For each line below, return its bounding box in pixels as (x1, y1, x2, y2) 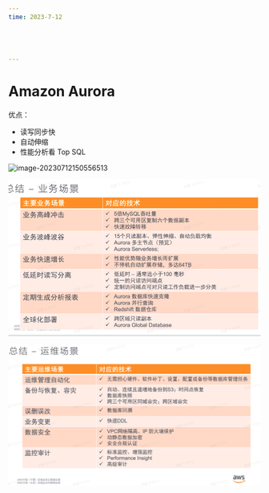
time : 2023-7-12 (8, 13, 62, 21)
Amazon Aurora (8, 83, 115, 100)
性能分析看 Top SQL (19, 147, 86, 157)
